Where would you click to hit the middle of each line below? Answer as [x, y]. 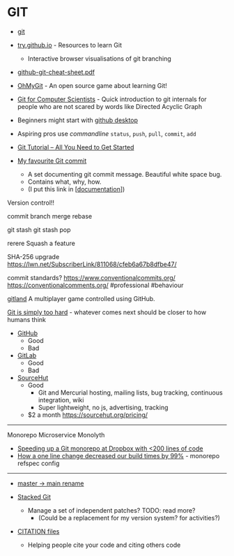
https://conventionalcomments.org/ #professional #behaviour [95, 285]
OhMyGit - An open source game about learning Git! [92, 85]
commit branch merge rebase [50, 216]
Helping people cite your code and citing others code [104, 545]
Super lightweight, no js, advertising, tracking [103, 407]
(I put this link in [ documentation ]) [76, 189]
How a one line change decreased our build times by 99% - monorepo [118, 455]
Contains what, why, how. [64, 182]
